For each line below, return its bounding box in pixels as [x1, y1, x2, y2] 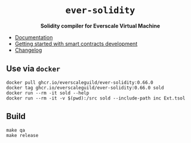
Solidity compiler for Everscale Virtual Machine [40, 22, 161, 29]
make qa [6, 127, 26, 133]
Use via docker [6, 64, 61, 74]
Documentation [14, 33, 53, 41]
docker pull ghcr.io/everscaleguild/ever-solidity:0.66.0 [6, 79, 153, 85]
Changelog [14, 46, 42, 54]
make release [6, 132, 39, 138]
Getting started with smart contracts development [14, 40, 138, 47]
